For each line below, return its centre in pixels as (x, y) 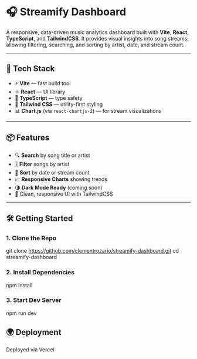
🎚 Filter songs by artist (42, 164)
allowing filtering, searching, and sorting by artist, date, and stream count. (95, 45)
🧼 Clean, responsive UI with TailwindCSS (64, 194)
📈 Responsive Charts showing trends (61, 179)
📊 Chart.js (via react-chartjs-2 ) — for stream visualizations (88, 110)
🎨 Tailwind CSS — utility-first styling (59, 104)
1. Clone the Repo (31, 238)
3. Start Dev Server (34, 300)
